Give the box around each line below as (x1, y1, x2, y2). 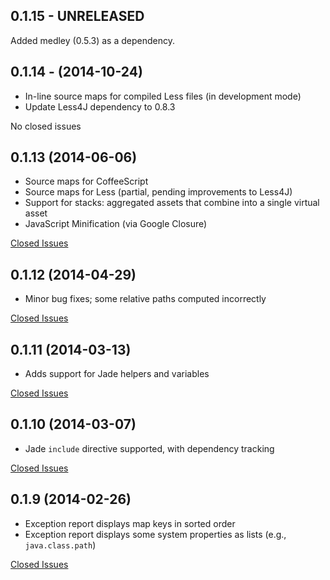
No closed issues (10, 120, 82, 132)
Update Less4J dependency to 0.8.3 (24, 100, 176, 113)
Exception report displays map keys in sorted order (24, 517, 236, 529)
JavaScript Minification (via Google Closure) (24, 218, 208, 230)
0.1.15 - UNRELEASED (10, 8, 145, 25)
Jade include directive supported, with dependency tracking (24, 442, 275, 454)
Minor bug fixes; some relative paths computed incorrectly (24, 293, 267, 305)
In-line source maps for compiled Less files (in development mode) (24, 90, 302, 102)
